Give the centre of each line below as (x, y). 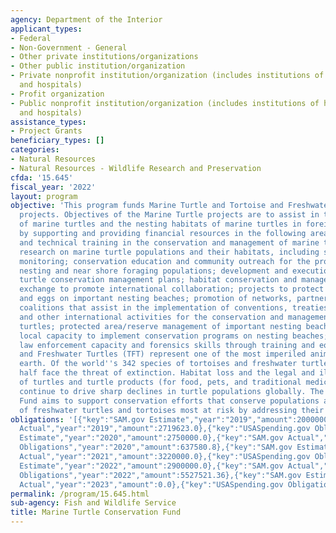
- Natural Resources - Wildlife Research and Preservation (136, 168)
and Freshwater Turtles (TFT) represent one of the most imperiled (163, 354)
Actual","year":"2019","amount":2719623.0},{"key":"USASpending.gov (165, 429)
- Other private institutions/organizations (104, 57)
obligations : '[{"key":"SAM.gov (77, 419)
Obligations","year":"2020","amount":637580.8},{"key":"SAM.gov (156, 447)
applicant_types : (46, 29)
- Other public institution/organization (98, 66)
